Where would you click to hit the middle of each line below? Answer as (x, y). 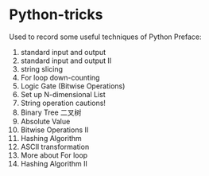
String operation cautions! (63, 103)
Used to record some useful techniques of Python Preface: (105, 37)
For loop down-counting (60, 77)
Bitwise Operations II (54, 130)
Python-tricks (56, 15)
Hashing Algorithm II (54, 163)
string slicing (41, 68)
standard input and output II (66, 61)
